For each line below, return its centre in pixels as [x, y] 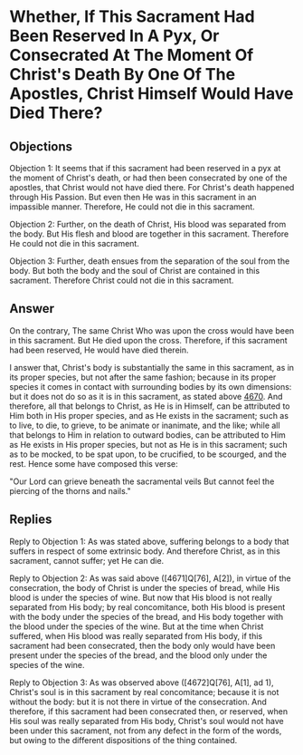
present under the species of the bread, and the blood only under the [138, 655]
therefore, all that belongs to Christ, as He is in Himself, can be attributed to [150, 406]
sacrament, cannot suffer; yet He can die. [87, 560]
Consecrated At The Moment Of [132, 55]
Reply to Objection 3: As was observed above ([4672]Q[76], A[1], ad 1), [142, 682]
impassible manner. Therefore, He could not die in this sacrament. [132, 207]
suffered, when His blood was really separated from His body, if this [136, 635]
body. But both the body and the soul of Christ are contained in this [135, 271]
